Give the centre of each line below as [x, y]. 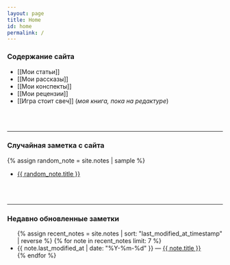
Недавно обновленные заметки [63, 218]
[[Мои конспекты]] [44, 86]
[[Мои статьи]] [38, 71]
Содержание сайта [41, 57]
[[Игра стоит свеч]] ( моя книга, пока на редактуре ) [93, 101]
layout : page [26, 13]
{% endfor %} [37, 255]
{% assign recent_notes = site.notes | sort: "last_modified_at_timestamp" [119, 233]
